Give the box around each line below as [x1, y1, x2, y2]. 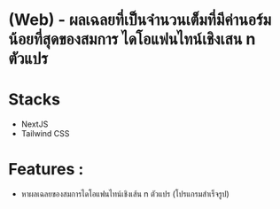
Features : [8, 159, 84, 180]
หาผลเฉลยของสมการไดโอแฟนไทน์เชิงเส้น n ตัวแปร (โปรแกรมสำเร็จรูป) [20, 189, 229, 199]
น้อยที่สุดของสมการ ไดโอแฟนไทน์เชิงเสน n [8, 29, 256, 50]
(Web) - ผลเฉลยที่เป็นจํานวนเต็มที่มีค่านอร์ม [8, 10, 272, 30]
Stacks [8, 89, 61, 110]
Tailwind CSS [20, 128, 70, 139]
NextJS [20, 119, 49, 129]
